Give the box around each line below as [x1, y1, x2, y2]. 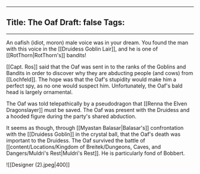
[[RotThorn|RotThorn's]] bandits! [6, 51, 86, 58]
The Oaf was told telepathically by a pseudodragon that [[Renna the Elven [6, 100, 187, 107]
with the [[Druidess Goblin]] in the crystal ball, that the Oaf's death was [6, 130, 181, 138]
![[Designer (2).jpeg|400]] [6, 161, 70, 168]
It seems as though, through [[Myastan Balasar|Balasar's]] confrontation [6, 124, 184, 131]
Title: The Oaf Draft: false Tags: [6, 17, 125, 27]
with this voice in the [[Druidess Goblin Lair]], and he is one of [6, 45, 158, 52]
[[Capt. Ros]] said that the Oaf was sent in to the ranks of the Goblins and [6, 63, 186, 70]
